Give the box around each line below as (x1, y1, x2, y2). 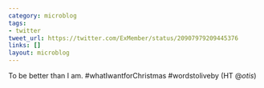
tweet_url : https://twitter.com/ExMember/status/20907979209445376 (8, 34, 239, 42)
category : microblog (8, 11, 78, 20)
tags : (8, 19, 26, 27)
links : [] (8, 42, 42, 50)
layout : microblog (8, 49, 70, 57)
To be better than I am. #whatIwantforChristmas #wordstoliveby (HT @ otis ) (8, 71, 257, 80)
